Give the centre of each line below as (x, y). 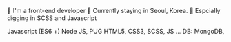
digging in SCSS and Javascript (52, 18)
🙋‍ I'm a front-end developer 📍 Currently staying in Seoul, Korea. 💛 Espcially (114, 11)
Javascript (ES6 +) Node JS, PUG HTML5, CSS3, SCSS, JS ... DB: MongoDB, (116, 31)
